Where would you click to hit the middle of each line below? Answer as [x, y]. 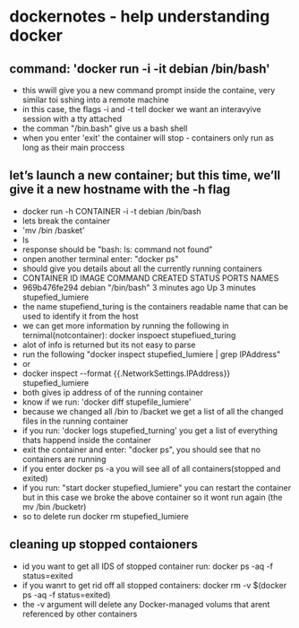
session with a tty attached [72, 119]
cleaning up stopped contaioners [104, 545]
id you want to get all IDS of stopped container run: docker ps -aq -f [148, 566]
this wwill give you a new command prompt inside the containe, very [149, 90]
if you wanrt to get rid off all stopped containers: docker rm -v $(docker [154, 585]
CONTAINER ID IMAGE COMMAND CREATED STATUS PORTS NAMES [150, 278]
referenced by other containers [80, 614]
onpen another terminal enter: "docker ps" [100, 258]
